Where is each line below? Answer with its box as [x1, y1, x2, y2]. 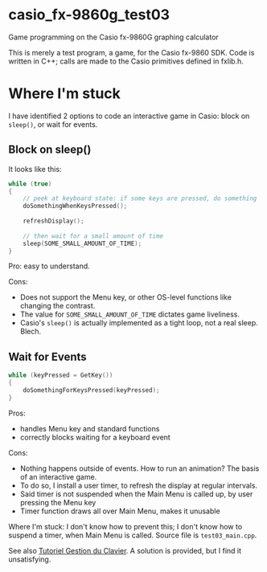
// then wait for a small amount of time [23, 231, 163, 240]
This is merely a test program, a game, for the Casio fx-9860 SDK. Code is [8, 47, 255, 57]
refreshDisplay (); [23, 217, 84, 226]
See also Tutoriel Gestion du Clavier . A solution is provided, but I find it [8, 545, 242, 555]
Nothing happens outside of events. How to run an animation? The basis [19, 464, 260, 473]
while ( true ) [8, 179, 52, 188]
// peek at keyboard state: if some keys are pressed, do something [23, 194, 257, 202]
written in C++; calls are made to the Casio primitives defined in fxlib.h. [8, 56, 244, 66]
